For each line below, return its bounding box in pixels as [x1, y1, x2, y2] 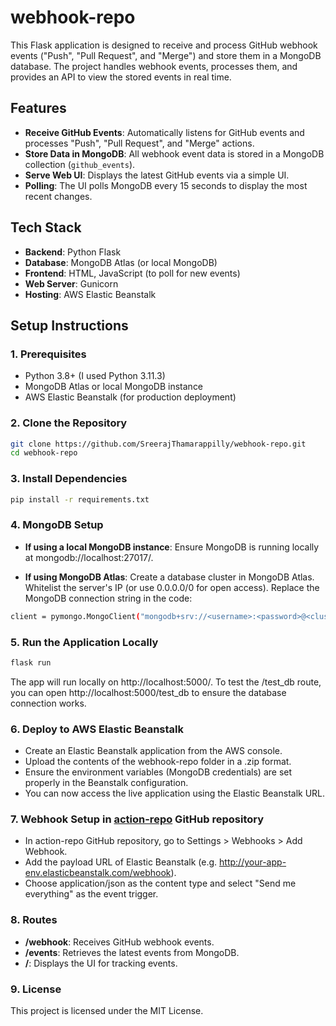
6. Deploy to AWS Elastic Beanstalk [10, 722, 184, 736]
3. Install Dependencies [10, 472, 128, 486]
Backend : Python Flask [24, 246, 122, 258]
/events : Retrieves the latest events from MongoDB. [24, 946, 240, 958]
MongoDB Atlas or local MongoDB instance [24, 381, 204, 393]
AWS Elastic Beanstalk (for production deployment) [24, 391, 237, 403]
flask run [10, 657, 52, 668]
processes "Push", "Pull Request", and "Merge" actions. [24, 137, 255, 149]
